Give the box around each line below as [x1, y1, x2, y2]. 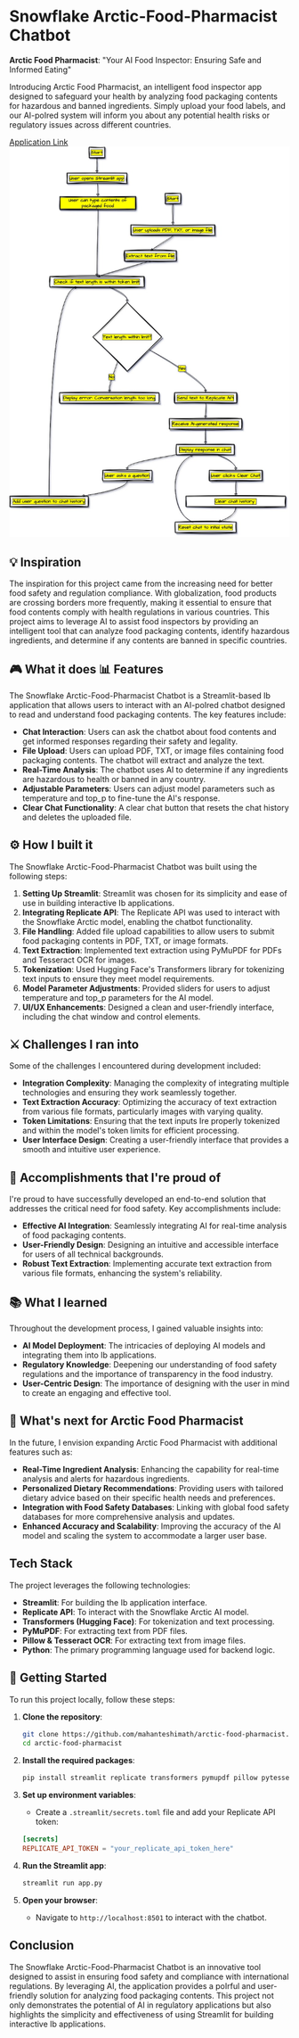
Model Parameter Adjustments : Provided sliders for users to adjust [21, 983, 271, 994]
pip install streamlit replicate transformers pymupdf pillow [21, 1773, 258, 1783]
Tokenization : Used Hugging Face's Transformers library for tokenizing [21, 963, 285, 974]
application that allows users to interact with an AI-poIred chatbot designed [9, 699, 286, 710]
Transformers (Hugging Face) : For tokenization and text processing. [21, 1616, 275, 1627]
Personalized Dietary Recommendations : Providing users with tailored [21, 1482, 284, 1493]
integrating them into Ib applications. [21, 1349, 158, 1361]
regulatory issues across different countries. [9, 119, 172, 130]
